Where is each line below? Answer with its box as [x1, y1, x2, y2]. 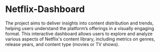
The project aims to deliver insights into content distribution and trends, [5, 20, 154, 26]
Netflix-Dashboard [5, 3, 85, 15]
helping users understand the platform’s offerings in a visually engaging [5, 25, 154, 31]
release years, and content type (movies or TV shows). [5, 41, 120, 47]
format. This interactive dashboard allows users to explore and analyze [5, 30, 153, 36]
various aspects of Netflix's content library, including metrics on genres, [5, 36, 155, 42]
